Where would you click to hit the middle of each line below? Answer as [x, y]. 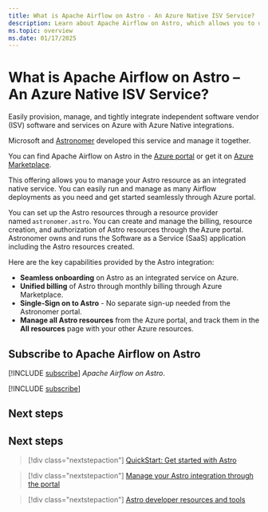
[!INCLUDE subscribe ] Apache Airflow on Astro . [87, 373]
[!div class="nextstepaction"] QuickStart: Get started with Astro [132, 460]
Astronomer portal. [51, 312]
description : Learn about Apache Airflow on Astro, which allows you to [132, 23]
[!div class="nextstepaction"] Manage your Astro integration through [140, 476]
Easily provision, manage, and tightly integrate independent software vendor [134, 117]
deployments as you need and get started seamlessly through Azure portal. [132, 198]
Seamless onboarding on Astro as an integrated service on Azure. [129, 278]
